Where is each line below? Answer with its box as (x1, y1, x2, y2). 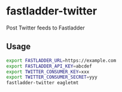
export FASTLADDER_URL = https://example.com (6, 57, 117, 64)
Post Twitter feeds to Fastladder (6, 24, 85, 31)
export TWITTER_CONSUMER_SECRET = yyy (6, 74, 97, 81)
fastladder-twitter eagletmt (6, 80, 79, 86)
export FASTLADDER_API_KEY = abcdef (6, 63, 93, 69)
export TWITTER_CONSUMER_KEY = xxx (6, 69, 90, 75)
